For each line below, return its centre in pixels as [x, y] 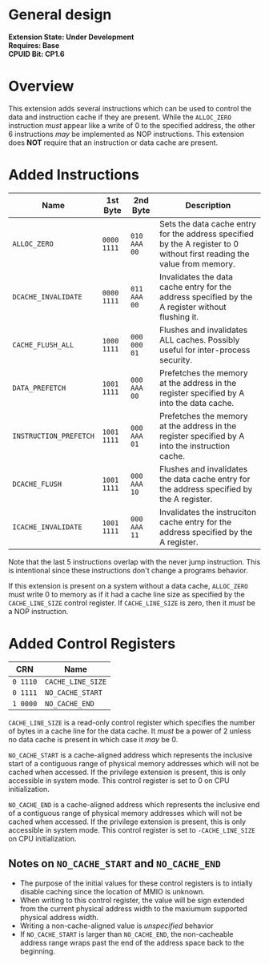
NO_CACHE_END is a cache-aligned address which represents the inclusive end [134, 804]
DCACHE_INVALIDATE [47, 297]
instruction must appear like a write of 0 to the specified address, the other [132, 125]
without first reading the [205, 254]
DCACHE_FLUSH [37, 484]
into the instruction [195, 446]
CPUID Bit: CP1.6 [37, 54]
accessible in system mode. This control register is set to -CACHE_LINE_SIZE [132, 829]
